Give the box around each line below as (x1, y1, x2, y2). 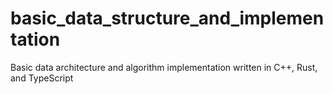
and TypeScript (10, 72, 74, 84)
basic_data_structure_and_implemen (10, 7, 325, 30)
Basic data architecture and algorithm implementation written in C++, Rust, (10, 61, 318, 73)
